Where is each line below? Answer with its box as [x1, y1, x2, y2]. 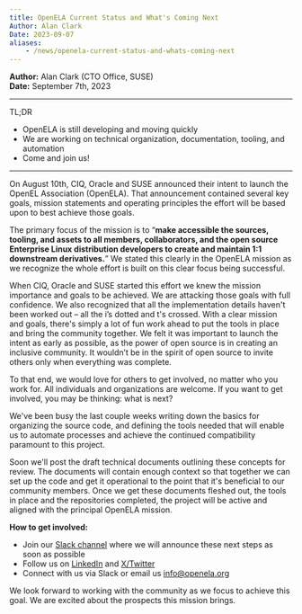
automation [22, 143, 65, 154]
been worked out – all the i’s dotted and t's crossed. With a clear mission [9, 309, 278, 320]
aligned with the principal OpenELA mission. [9, 504, 173, 515]
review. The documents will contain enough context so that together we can [9, 467, 290, 477]
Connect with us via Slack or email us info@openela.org [22, 568, 230, 579]
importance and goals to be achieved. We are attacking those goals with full [9, 289, 290, 301]
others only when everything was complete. [9, 357, 173, 368]
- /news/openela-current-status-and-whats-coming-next [25, 47, 235, 56]
